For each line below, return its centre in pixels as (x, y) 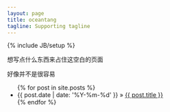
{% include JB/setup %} (41, 46)
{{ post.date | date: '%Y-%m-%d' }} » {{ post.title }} (90, 95)
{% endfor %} (37, 102)
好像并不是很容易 (31, 74)
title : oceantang (32, 20)
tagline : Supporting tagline (49, 26)
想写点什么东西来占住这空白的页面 (55, 59)
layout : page (26, 13)
